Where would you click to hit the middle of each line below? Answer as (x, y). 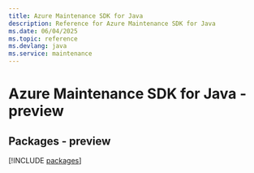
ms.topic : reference (43, 39)
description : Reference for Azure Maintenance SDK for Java (112, 24)
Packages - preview (60, 141)
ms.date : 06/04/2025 (43, 31)
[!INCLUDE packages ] (45, 160)
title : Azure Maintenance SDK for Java (76, 16)
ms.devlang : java (38, 46)
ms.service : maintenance (50, 54)
